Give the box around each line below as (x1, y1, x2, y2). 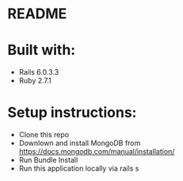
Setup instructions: (7, 104, 137, 121)
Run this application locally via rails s (18, 164, 139, 173)
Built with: (7, 41, 76, 60)
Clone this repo (18, 130, 69, 140)
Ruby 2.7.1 (18, 76, 52, 86)
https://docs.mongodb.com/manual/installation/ (18, 147, 175, 156)
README (7, 5, 67, 23)
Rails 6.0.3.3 (18, 67, 59, 77)
